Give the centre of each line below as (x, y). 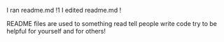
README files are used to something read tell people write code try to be (112, 23)
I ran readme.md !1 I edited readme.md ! (64, 10)
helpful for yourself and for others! (56, 31)
